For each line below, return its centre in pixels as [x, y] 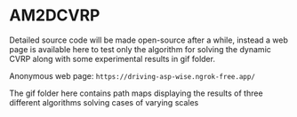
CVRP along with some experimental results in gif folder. [112, 58]
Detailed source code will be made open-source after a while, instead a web [149, 40]
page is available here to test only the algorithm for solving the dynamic [140, 49]
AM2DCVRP [55, 16]
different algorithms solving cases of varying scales [104, 102]
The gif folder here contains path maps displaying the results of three [136, 93]
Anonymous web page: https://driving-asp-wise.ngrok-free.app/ [132, 75]
